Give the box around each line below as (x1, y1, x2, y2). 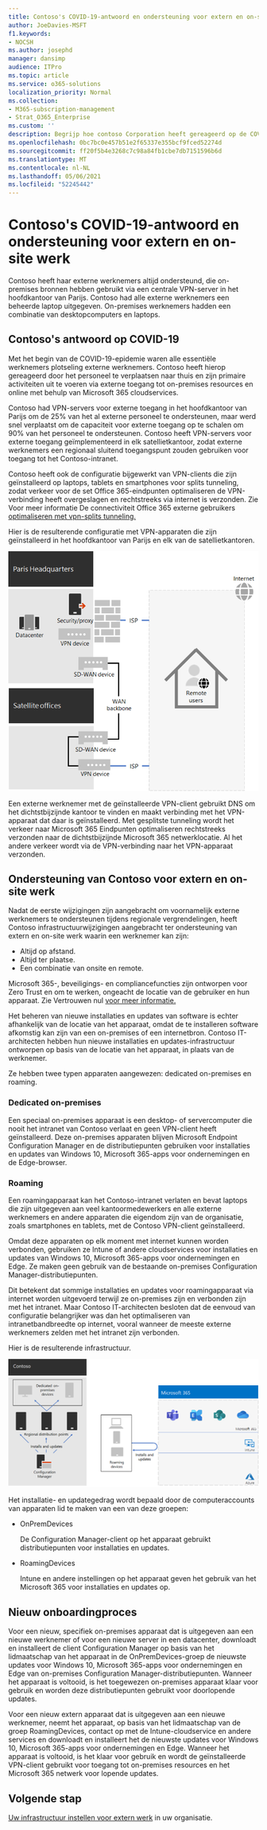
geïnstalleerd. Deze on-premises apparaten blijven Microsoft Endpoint (8, 1132, 238, 1141)
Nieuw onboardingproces (8, 1605, 137, 1618)
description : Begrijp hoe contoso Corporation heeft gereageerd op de (8, 130, 247, 138)
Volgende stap (8, 1792, 82, 1805)
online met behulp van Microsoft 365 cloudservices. (8, 387, 179, 397)
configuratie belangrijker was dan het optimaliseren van (8, 1311, 191, 1320)
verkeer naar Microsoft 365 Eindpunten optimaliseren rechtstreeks (8, 824, 226, 833)
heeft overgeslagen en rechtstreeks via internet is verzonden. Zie (44, 494, 258, 504)
